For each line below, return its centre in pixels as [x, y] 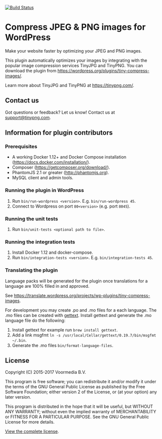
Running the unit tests [32, 219]
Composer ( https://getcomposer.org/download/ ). [61, 167]
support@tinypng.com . [28, 117]
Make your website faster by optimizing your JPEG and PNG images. [73, 51]
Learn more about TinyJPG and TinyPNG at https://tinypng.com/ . [70, 85]
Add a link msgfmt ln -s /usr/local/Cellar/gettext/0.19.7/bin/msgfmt [84, 335]
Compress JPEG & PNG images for [75, 27]
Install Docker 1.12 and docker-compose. [52, 252]
